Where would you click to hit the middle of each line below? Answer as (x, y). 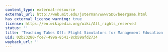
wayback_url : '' (22, 42)
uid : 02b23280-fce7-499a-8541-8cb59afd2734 (52, 38)
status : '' (17, 28)
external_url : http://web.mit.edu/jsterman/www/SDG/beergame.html (76, 14)
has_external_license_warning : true (44, 19)
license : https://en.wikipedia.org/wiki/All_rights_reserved (71, 24)
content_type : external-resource (40, 10)
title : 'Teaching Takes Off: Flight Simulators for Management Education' (85, 33)
